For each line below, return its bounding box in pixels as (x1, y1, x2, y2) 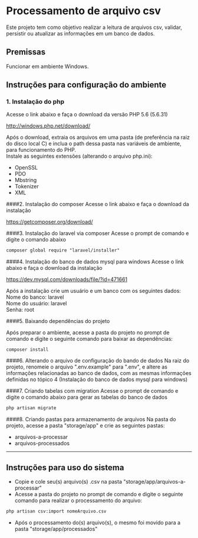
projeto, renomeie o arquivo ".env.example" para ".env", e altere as (6, 363, 168, 370)
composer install (6, 347, 49, 353)
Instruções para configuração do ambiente (6, 80, 167, 90)
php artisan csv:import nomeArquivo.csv (6, 508, 107, 514)
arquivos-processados (14, 440, 70, 447)
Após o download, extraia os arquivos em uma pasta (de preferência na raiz (6, 134, 190, 141)
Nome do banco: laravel (6, 294, 64, 301)
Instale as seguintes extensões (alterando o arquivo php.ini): (6, 152, 153, 160)
